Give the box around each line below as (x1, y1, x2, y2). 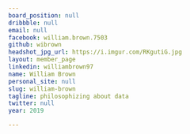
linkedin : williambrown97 (8, 63, 93, 71)
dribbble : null (8, 19, 59, 27)
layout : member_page (8, 56, 77, 64)
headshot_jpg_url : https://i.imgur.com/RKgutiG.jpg (8, 48, 182, 56)
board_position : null (8, 11, 80, 20)
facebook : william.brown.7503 (8, 33, 108, 42)
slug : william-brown (8, 84, 77, 93)
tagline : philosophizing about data (8, 92, 129, 100)
